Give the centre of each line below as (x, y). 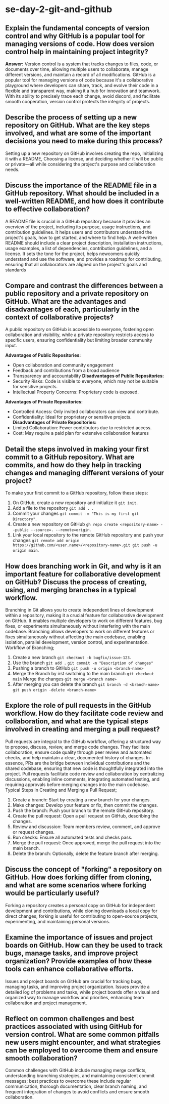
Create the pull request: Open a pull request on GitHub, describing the (85, 815)
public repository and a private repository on (77, 294)
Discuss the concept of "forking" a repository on (84, 869)
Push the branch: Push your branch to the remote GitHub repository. (83, 810)
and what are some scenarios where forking (76, 885)
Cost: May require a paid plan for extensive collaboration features (80, 433)
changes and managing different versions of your (85, 473)
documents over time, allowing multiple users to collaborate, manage (77, 69)
